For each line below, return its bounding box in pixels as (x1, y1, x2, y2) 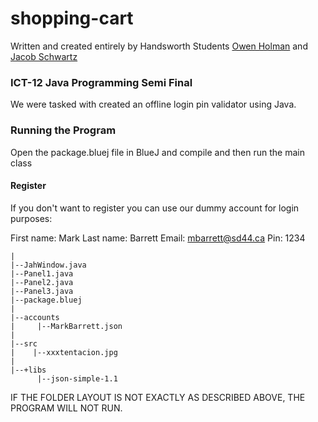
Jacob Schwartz (10, 50, 78, 62)
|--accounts (10, 312, 60, 322)
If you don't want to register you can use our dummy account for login (10, 202, 300, 214)
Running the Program (10, 123, 117, 137)
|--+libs (10, 365, 47, 375)
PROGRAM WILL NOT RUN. (10, 402, 123, 414)
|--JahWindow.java (10, 260, 87, 270)
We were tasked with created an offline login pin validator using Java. (10, 98, 297, 111)
